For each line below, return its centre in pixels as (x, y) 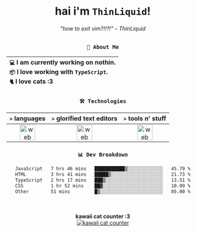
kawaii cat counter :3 (103, 216)
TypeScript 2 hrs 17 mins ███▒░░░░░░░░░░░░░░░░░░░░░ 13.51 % (103, 180)
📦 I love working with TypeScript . (59, 71)
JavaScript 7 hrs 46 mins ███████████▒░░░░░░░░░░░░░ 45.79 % (103, 169)
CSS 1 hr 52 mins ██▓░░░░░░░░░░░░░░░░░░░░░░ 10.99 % (103, 186)
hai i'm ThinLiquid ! (103, 11)
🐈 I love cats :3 (31, 81)
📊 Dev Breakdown (103, 154)
